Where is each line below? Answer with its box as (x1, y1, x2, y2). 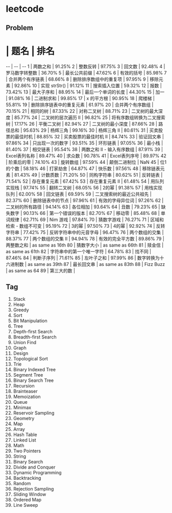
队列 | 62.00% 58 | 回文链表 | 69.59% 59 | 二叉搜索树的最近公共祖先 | (6, 191, 152, 197)
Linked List (13, 437, 36, 443)
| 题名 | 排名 (6, 45, 55, 57)
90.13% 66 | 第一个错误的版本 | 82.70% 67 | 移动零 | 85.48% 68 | (23, 210, 160, 216)
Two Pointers (13, 448, 41, 454)
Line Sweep (13, 502, 38, 508)
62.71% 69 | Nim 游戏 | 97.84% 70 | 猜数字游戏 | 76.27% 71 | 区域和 (23, 216, 164, 223)
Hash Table (13, 432, 37, 438)
